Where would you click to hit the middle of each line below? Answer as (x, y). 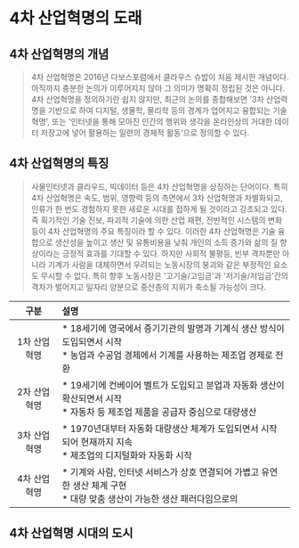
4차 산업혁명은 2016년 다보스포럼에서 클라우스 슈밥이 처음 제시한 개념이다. (160, 77)
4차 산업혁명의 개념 (59, 54)
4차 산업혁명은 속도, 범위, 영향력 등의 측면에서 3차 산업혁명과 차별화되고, (157, 198)
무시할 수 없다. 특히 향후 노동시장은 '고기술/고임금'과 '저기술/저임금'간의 (165, 275)
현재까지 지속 (107, 442)
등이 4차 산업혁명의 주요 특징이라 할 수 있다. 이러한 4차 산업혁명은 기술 (153, 231)
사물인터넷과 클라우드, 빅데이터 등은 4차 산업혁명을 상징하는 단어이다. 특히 (159, 186)
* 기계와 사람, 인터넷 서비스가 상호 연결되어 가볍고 (161, 471)
